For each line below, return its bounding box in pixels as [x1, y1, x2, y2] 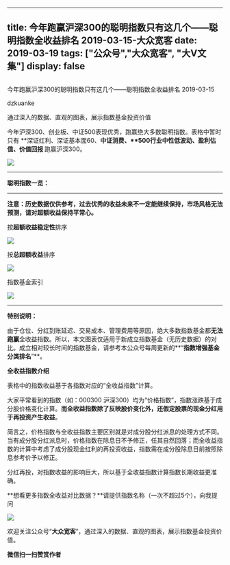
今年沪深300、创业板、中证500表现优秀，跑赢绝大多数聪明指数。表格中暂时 [7, 128, 222, 136]
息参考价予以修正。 [7, 453, 62, 461]
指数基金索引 [7, 277, 43, 286]
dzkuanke [7, 99, 35, 107]
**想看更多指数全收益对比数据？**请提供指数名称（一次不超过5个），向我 [7, 491, 212, 499]
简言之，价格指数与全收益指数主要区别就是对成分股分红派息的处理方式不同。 [7, 427, 223, 436]
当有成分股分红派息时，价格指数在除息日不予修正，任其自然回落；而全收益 [7, 436, 217, 444]
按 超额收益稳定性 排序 [7, 222, 67, 231]
